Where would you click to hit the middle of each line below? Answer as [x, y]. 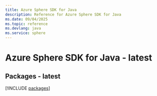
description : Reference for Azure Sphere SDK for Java [63, 14]
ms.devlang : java [23, 28]
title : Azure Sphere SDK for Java [41, 10]
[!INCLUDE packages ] [28, 88]
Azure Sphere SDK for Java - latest [79, 58]
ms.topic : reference [27, 24]
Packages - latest [33, 76]
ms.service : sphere [25, 33]
